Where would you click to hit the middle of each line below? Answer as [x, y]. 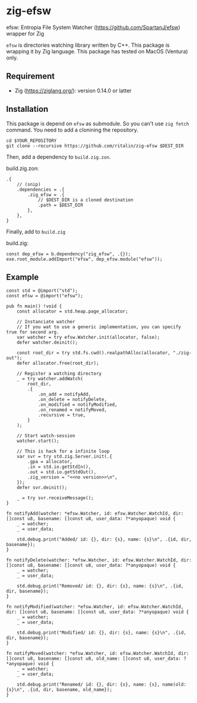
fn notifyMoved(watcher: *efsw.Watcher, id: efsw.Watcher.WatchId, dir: [98, 654]
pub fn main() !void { [34, 306]
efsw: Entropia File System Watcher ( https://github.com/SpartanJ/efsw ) [93, 27]
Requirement [30, 76]
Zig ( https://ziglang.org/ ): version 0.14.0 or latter [73, 91]
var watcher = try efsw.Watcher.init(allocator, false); [88, 338]
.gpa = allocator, [50, 462]
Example [22, 277]
